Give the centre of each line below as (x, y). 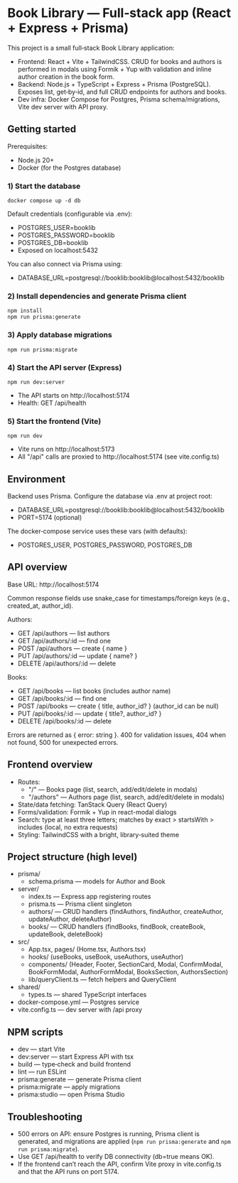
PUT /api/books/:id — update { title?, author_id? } (90, 713)
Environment (37, 479)
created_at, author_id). (40, 606)
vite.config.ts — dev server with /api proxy (80, 1010)
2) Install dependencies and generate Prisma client (97, 296)
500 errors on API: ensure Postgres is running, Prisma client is (109, 1134)
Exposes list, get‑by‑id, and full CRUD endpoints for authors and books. (122, 92)
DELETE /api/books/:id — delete (65, 721)
